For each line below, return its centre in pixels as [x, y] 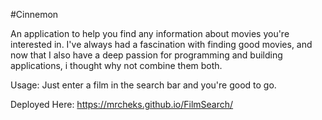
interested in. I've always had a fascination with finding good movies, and [161, 44]
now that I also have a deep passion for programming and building [146, 55]
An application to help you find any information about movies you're [150, 33]
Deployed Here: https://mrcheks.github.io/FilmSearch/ [122, 104]
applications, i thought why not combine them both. [116, 65]
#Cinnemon [34, 14]
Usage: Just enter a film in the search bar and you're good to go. [143, 85]
